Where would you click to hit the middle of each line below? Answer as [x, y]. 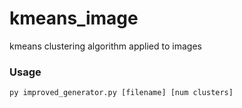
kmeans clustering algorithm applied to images [105, 46]
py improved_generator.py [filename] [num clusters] [121, 93]
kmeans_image [74, 18]
